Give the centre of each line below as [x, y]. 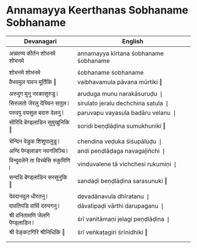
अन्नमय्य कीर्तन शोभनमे [32, 53]
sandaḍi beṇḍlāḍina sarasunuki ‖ [122, 181]
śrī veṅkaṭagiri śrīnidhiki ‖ [112, 232]
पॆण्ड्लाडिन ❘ [21, 222]
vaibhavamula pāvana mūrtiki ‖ [120, 81]
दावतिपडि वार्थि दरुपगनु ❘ [34, 206]
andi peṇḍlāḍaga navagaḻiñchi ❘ [122, 151]
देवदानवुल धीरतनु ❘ [28, 196]
